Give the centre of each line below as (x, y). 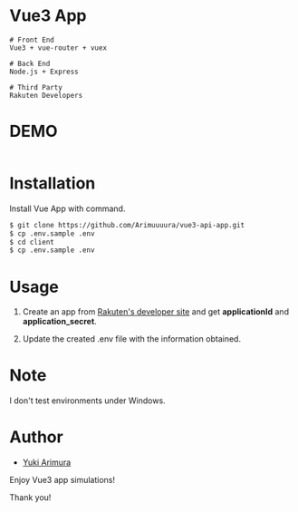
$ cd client (32, 242)
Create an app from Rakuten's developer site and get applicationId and (156, 312)
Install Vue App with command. (67, 208)
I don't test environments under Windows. (87, 401)
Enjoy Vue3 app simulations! (62, 480)
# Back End (30, 63)
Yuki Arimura (47, 462)
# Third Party (36, 87)
